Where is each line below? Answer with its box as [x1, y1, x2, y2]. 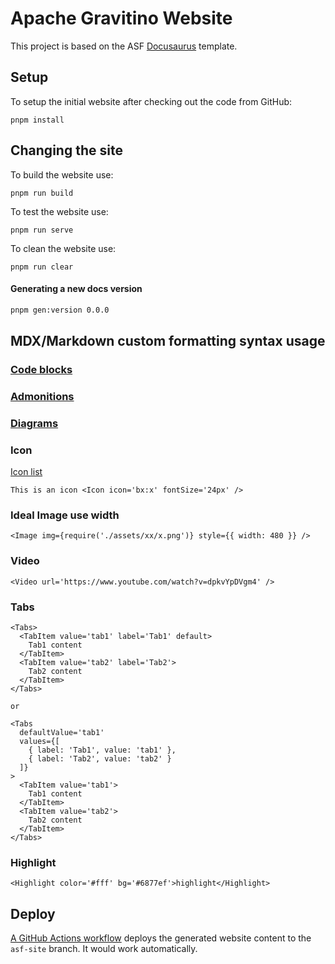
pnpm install [10, 115, 65, 125]
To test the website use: [10, 205, 109, 217]
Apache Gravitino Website [10, 7, 233, 30]
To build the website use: [10, 168, 114, 181]
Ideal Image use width [10, 508, 120, 522]
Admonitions [10, 389, 75, 403]
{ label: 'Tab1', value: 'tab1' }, [28, 745, 177, 755]
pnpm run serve [10, 225, 74, 235]
